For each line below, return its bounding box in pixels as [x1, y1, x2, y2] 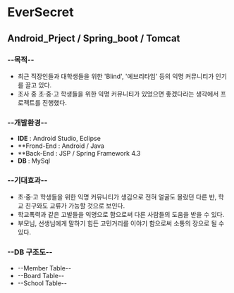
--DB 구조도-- [7, 247, 53, 257]
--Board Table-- [17, 271, 65, 280]
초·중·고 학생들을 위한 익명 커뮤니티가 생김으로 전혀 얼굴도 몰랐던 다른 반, [17, 193, 217, 201]
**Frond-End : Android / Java [17, 142, 104, 150]
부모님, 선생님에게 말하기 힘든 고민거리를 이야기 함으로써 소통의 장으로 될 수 [17, 219, 225, 227]
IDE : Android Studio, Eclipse [17, 135, 101, 143]
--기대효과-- [7, 175, 48, 185]
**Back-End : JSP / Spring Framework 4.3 [17, 149, 141, 158]
